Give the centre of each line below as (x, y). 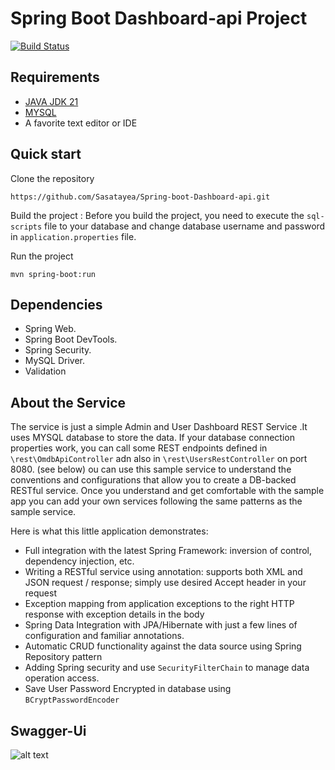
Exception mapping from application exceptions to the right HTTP (159, 604)
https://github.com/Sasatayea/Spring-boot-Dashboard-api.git (140, 197)
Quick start (46, 154)
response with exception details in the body (114, 614)
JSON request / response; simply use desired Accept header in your (165, 583)
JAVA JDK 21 (51, 101)
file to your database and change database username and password (185, 226)
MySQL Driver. (55, 361)
